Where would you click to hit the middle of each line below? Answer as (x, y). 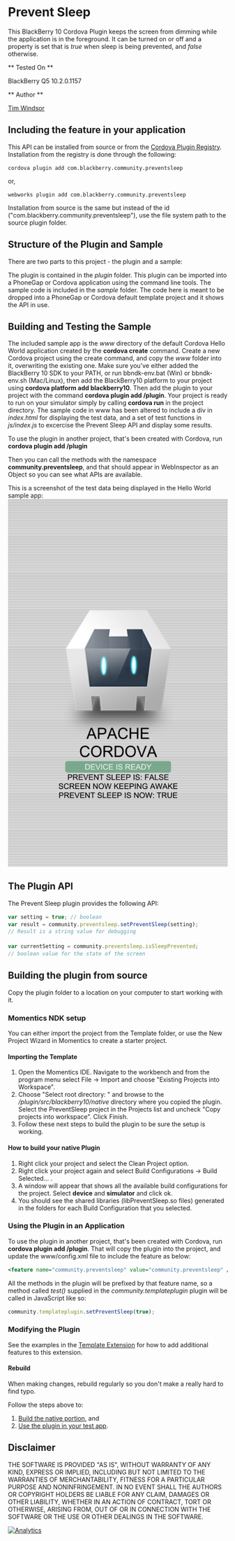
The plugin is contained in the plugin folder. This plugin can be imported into (117, 275)
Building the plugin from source (78, 975)
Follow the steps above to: (46, 1405)
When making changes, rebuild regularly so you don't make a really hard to (116, 1384)
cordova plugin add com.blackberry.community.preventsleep (96, 168)
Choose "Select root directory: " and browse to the (91, 1095)
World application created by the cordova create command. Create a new (114, 351)
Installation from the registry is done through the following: (92, 154)
